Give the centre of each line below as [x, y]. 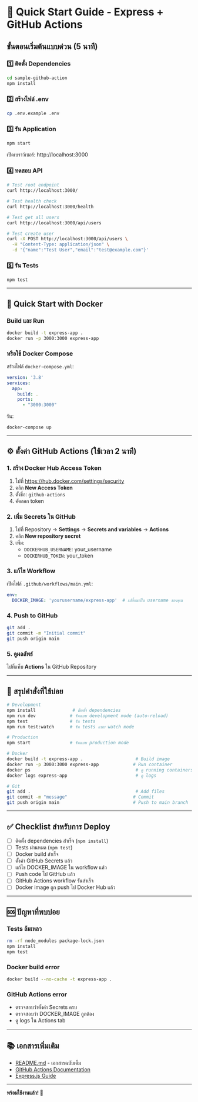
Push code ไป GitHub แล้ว [45, 874]
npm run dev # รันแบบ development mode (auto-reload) [88, 716]
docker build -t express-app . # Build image [88, 759]
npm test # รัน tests [51, 721]
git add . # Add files [86, 792]
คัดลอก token [30, 501]
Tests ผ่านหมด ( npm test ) [44, 847]
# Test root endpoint [33, 185]
